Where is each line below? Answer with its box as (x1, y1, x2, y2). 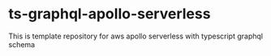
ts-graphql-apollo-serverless (8, 5, 211, 23)
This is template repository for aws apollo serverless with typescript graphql (8, 31, 264, 41)
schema (8, 39, 35, 49)
